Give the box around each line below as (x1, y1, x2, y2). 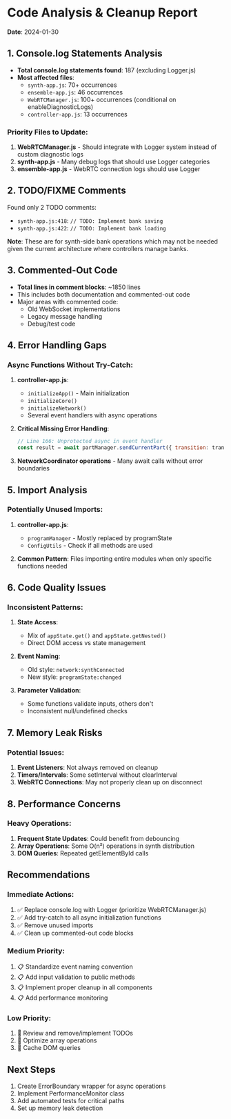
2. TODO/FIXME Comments (7, 185, 126, 197)
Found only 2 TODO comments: (7, 203, 97, 211)
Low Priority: (7, 1013, 52, 1022)
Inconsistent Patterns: (7, 602, 83, 612)
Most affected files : (17, 73, 74, 81)
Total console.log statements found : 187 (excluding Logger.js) (17, 66, 197, 74)
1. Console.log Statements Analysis (7, 48, 163, 59)
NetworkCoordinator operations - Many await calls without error (17, 457, 203, 465)
